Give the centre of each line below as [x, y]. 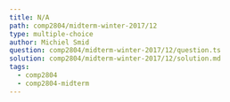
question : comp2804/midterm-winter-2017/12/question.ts [115, 51]
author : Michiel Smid [49, 42]
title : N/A [29, 17]
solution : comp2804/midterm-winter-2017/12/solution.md [115, 59]
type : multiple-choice [51, 34]
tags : [19, 67]
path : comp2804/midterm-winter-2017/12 [83, 26]
